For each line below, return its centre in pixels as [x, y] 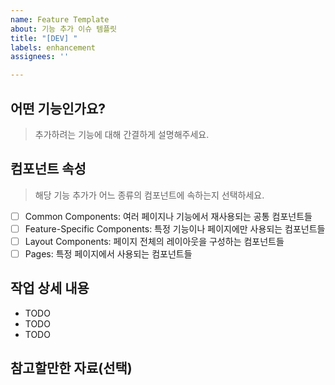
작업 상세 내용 [50, 288]
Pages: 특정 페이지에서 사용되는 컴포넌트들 [108, 253]
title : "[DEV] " [44, 38]
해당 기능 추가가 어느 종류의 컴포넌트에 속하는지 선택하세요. [149, 195]
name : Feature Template [60, 19]
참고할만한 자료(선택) [71, 368]
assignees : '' [40, 57]
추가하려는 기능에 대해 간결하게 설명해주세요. [122, 134]
